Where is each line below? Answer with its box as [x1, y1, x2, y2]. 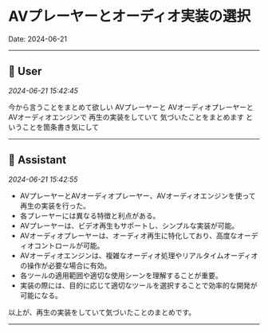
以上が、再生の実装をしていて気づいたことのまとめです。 [8, 308, 196, 317]
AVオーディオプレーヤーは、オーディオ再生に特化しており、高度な [19, 230, 238, 240]
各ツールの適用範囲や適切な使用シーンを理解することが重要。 [19, 270, 223, 280]
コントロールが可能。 [33, 241, 104, 250]
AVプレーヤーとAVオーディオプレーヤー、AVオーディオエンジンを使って [19, 190, 257, 200]
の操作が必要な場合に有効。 [19, 261, 112, 270]
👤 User [8, 65, 42, 78]
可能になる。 [19, 290, 62, 300]
